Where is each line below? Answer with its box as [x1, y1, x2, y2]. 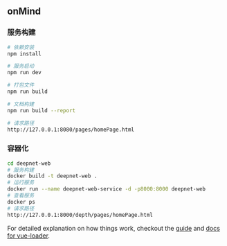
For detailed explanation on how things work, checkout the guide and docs [7, 224, 220, 232]
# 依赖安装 [7, 44, 35, 51]
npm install [7, 50, 42, 58]
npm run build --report [7, 107, 76, 114]
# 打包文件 [7, 82, 35, 89]
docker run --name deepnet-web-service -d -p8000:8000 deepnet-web [7, 186, 206, 193]
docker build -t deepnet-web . [7, 173, 98, 179]
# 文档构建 [7, 100, 35, 107]
